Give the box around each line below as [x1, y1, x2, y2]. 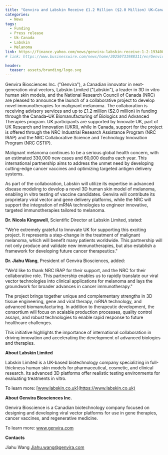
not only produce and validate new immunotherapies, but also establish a [5, 243, 156, 249]
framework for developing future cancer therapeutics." [5, 248, 118, 254]
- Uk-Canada [9, 36, 35, 41]
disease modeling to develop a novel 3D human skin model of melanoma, [5, 186, 156, 192]
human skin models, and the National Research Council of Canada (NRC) [5, 92, 155, 98]
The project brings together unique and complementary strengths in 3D [5, 293, 152, 299]
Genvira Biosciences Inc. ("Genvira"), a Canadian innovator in [5, 81, 132, 88]
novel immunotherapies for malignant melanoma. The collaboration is [5, 103, 148, 109]
